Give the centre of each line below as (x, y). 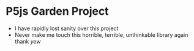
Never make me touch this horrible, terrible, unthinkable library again (101, 34)
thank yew (28, 41)
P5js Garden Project (57, 11)
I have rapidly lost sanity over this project (66, 28)
